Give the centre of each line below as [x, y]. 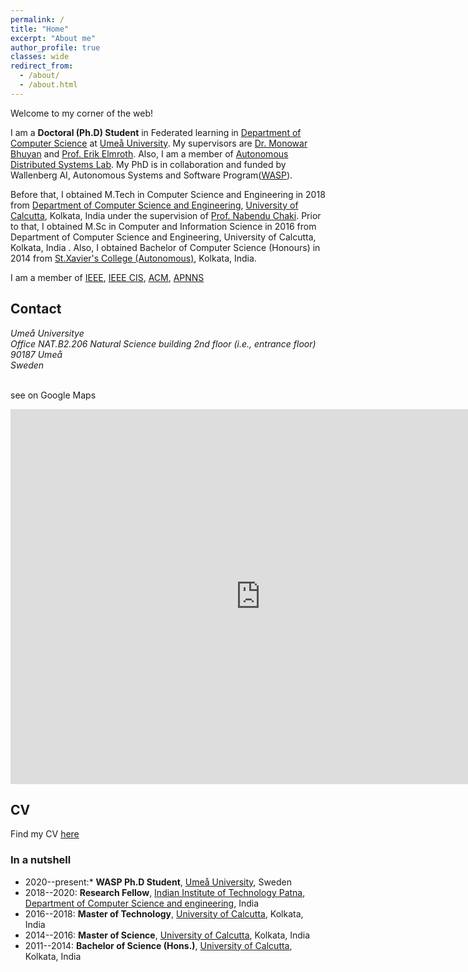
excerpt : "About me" [53, 38]
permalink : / [37, 19]
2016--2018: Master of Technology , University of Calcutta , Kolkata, [164, 913]
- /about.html [48, 85]
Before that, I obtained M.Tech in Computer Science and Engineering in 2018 [168, 194]
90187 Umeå [36, 354]
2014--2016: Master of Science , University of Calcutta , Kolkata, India [167, 935]
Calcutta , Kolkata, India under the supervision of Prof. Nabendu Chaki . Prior [166, 215]
